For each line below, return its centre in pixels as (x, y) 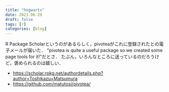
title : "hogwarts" (25, 10)
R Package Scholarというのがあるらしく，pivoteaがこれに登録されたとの (82, 44)
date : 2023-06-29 (24, 15)
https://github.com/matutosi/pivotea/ (51, 84)
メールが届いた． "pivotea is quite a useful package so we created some (86, 50)
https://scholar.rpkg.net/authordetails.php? (58, 73)
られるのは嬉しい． (43, 63)
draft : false (19, 19)
